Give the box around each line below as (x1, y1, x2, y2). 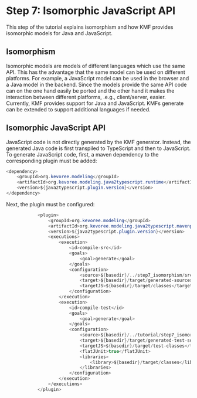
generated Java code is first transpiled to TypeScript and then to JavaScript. (6, 145, 191, 152)
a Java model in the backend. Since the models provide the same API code (6, 81, 187, 88)
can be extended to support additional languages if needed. (6, 106, 151, 113)
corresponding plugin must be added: (6, 157, 97, 164)
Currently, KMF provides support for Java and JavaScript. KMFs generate (6, 100, 184, 107)
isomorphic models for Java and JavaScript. (6, 29, 113, 36)
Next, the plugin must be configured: (6, 200, 95, 207)
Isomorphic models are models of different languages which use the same (6, 62, 186, 69)
